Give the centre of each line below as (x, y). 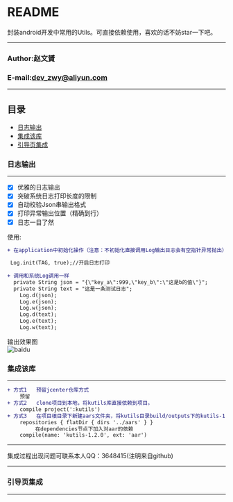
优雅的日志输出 (38, 187)
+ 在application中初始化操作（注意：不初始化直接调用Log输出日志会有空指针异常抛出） (116, 250)
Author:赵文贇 (31, 58)
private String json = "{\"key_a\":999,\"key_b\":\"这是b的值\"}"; (111, 282)
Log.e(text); (38, 321)
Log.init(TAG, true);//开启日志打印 (60, 263)
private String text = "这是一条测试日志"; (73, 289)
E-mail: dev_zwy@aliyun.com (57, 77)
